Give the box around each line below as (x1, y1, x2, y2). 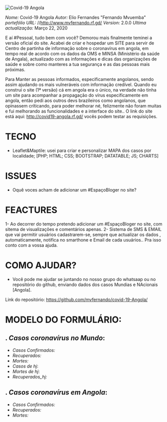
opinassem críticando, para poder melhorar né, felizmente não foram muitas (5, 103, 162, 108)
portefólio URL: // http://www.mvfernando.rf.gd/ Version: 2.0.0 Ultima (5, 20, 146, 25)
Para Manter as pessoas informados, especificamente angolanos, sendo (5, 76, 154, 82)
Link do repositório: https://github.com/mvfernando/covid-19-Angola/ (5, 296, 148, 302)
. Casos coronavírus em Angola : (5, 388, 108, 397)
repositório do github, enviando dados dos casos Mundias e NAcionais (12, 281, 158, 287)
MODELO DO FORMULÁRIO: (5, 314, 122, 325)
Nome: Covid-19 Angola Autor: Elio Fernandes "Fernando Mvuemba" (5, 14, 146, 20)
